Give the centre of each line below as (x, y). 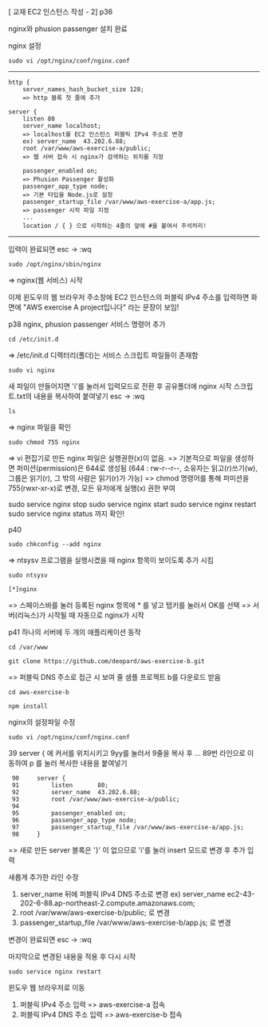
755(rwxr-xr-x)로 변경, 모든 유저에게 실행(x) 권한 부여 (92, 488)
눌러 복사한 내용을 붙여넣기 (85, 763)
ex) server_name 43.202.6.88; (75, 142)
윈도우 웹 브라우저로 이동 (47, 987)
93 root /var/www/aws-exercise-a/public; (96, 799)
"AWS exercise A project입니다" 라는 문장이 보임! (101, 307)
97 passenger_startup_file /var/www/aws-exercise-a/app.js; (128, 827)
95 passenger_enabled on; (69, 813)
